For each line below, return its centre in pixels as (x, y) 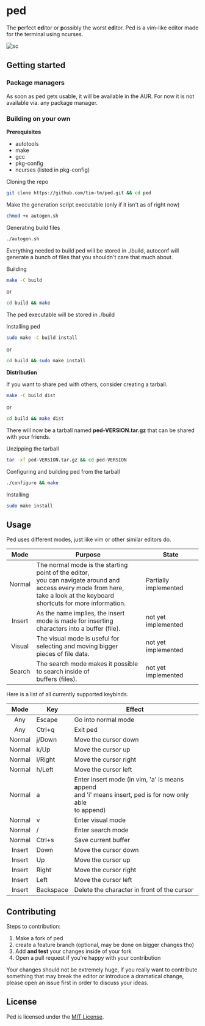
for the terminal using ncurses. (45, 34)
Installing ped (23, 327)
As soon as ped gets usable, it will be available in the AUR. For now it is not (100, 96)
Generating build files (33, 227)
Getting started (36, 65)
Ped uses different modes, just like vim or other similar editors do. (89, 539)
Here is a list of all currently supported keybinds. (67, 694)
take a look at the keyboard (75, 596)
